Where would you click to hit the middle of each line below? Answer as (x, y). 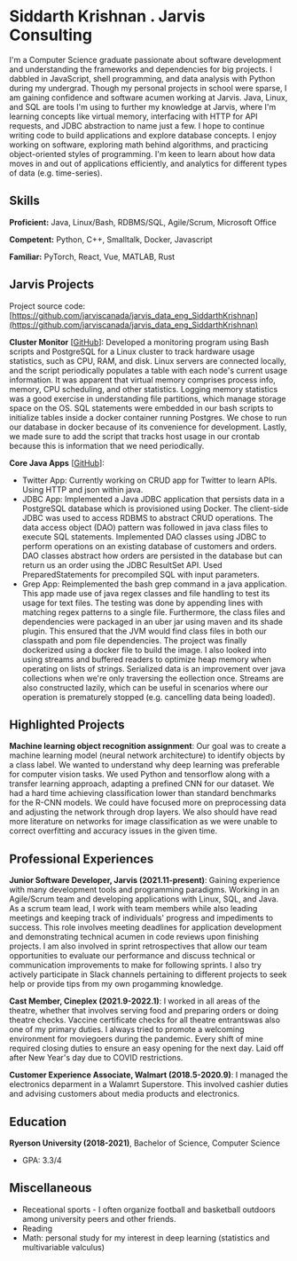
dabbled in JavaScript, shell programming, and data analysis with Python (142, 78)
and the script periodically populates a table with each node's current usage (148, 370)
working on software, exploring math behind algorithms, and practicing (139, 145)
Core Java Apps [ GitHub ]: (57, 462)
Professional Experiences (82, 859)
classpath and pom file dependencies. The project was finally (134, 640)
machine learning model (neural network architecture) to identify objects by (147, 755)
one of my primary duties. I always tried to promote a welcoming (127, 1029)
